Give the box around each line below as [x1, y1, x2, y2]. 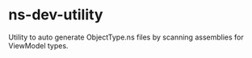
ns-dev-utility [8, 6, 103, 24]
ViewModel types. [8, 40, 69, 50]
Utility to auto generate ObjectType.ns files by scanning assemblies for [8, 32, 244, 42]
